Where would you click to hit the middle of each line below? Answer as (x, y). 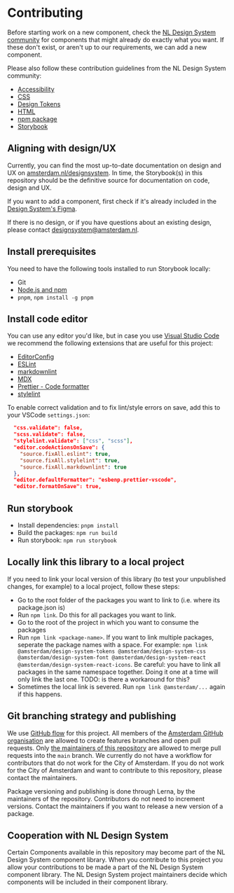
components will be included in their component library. (88, 882)
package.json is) (41, 607)
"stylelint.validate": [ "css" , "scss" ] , (73, 441)
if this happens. (40, 694)
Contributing (45, 13)
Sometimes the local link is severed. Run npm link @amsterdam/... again (121, 686)
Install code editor (48, 319)
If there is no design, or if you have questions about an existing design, (110, 222)
